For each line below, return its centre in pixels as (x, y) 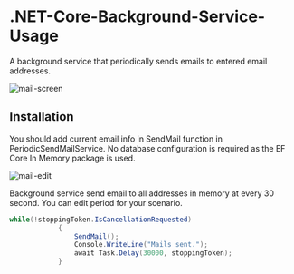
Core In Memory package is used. (72, 158)
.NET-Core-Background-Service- (137, 17)
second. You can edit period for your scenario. (96, 202)
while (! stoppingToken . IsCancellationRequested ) (101, 220)
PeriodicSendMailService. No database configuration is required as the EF (147, 148)
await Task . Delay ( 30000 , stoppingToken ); (153, 253)
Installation (42, 117)
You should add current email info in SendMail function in (116, 139)
